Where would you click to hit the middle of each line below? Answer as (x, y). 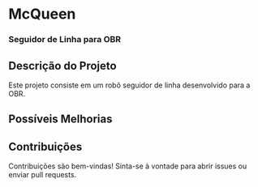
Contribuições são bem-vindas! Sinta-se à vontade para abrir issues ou (128, 166)
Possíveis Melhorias (60, 119)
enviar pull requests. (43, 175)
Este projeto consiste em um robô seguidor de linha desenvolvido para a (129, 85)
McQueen (42, 14)
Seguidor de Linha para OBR (65, 40)
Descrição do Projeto (62, 66)
